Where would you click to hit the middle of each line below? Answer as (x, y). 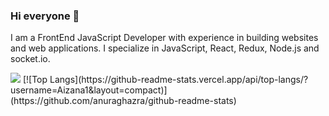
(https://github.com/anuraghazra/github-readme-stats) (123, 101)
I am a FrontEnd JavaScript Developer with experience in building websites (164, 38)
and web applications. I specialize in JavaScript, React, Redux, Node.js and (165, 48)
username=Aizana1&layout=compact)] (89, 90)
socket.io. (30, 59)
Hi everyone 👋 (45, 16)
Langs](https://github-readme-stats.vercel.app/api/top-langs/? (179, 80)
